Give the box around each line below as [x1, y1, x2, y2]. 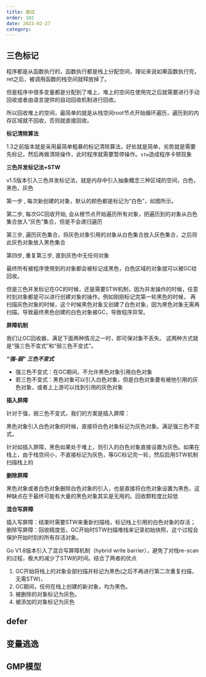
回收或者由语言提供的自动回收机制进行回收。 [6, 96, 120, 104]
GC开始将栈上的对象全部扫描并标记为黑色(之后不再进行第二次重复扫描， [15, 568, 197, 575]
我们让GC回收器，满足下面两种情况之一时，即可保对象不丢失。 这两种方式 [6, 335, 193, 342]
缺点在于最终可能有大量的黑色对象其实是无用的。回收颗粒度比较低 [11, 492, 178, 500]
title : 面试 [6, 9, 35, 15]
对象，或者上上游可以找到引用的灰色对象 [20, 384, 123, 391]
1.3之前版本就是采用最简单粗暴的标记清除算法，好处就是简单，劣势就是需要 [6, 143, 196, 150]
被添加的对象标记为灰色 [15, 599, 75, 606]
